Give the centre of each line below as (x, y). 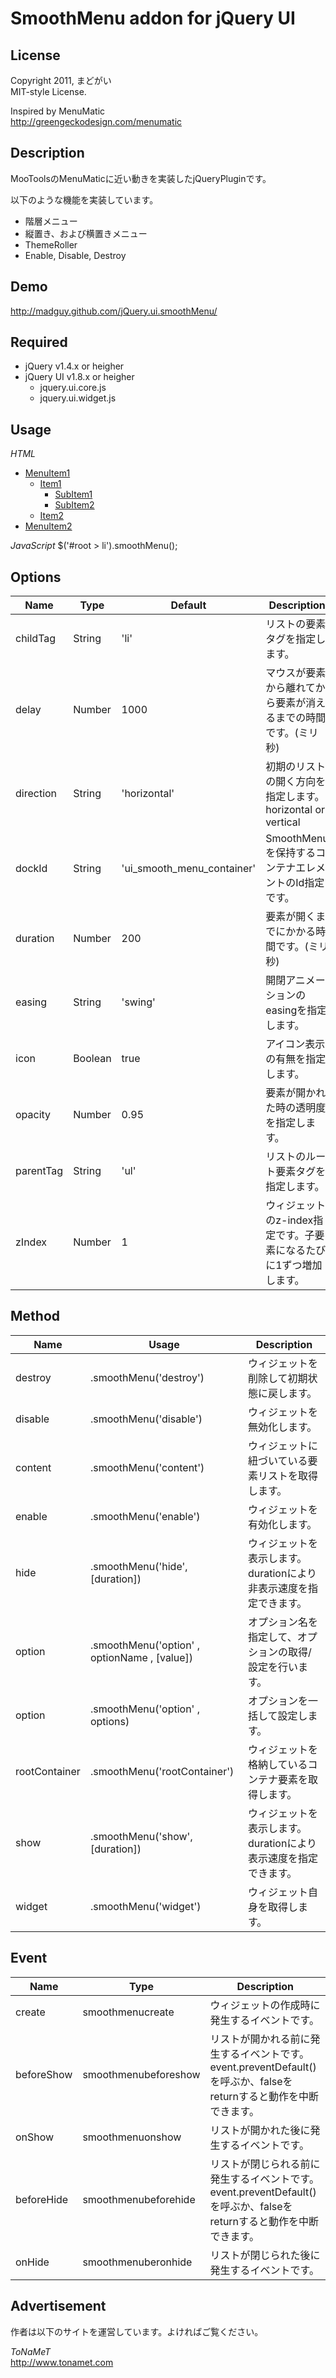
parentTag (39, 1171)
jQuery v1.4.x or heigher (74, 366)
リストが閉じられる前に (265, 2164)
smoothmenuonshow (132, 2137)
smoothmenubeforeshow (141, 2074)
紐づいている (277, 1460)
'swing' (138, 1002)
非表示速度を (277, 1588)
